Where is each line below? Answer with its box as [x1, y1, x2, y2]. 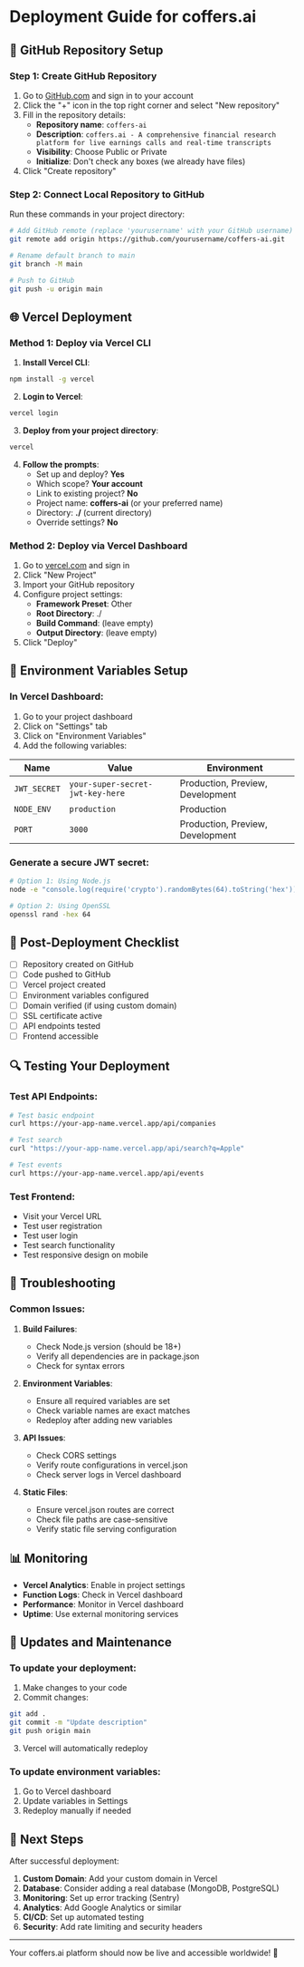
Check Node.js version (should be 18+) [35, 1341, 182, 1352]
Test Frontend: [9, 1190, 75, 1203]
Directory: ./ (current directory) [35, 507, 152, 518]
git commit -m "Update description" [9, 1718, 147, 1728]
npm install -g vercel [9, 374, 95, 384]
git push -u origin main [9, 284, 103, 294]
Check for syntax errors [35, 1360, 125, 1371]
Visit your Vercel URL [22, 1211, 102, 1222]
